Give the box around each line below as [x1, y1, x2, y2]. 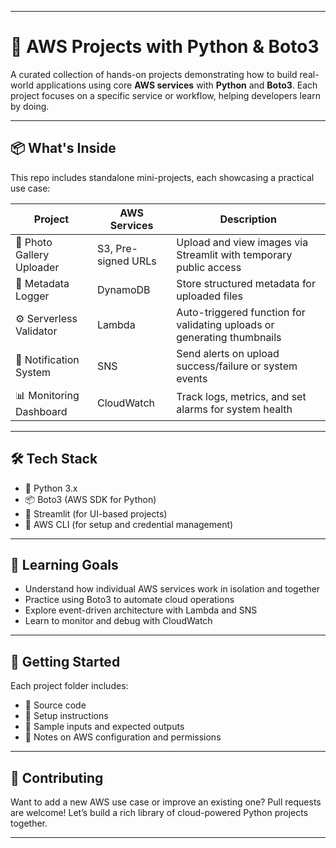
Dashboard [15, 404, 68, 418]
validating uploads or [176, 317, 275, 331]
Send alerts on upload [176, 346, 280, 360]
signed [96, 254, 130, 268]
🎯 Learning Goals [10, 556, 119, 573]
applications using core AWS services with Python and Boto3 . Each [35, 79, 318, 91]
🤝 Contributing [10, 769, 104, 786]
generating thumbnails [176, 330, 282, 344]
